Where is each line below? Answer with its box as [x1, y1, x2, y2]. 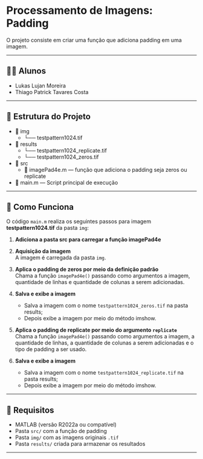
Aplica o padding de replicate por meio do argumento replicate [14, 326, 177, 334]
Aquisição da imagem [14, 248, 71, 255]
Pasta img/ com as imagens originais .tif [14, 434, 119, 441]
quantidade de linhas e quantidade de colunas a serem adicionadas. [14, 279, 185, 286]
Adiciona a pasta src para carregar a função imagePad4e [14, 236, 161, 243]
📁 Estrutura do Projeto [6, 112, 91, 122]
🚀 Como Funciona [6, 201, 74, 212]
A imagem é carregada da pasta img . [14, 254, 106, 261]
